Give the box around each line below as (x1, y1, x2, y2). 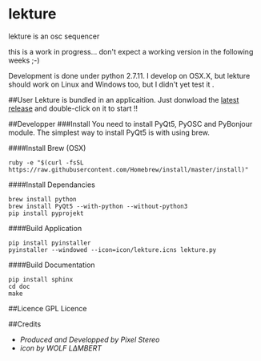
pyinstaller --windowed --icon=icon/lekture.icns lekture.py (8, 245, 217, 254)
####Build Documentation (8, 260, 95, 270)
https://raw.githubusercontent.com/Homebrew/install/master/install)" (8, 165, 249, 173)
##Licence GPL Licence (8, 303, 87, 313)
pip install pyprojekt (8, 209, 84, 217)
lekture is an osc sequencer (8, 31, 100, 41)
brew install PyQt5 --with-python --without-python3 (8, 202, 188, 210)
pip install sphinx (8, 275, 74, 283)
